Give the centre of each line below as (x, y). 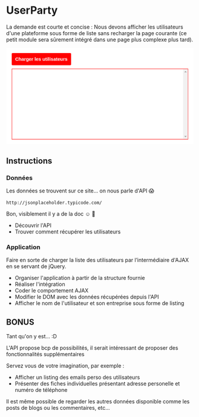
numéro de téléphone (41, 390)
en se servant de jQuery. (36, 266)
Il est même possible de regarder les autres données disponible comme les (98, 402)
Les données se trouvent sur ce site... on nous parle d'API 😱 (80, 191)
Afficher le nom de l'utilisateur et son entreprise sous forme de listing (99, 303)
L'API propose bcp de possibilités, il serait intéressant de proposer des (92, 348)
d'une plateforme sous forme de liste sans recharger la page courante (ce (97, 33)
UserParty (32, 10)
